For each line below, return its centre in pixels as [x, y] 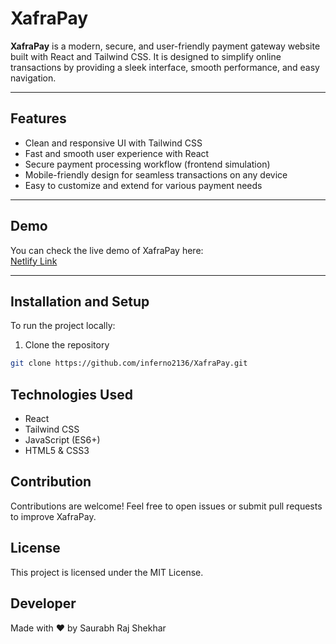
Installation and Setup [80, 301]
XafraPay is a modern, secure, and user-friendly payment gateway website [165, 46]
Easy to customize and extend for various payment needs [143, 185]
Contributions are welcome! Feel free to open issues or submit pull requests [166, 506]
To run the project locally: [63, 326]
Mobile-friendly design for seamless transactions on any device [156, 174]
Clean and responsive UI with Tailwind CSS [113, 143]
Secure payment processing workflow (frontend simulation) [147, 164]
